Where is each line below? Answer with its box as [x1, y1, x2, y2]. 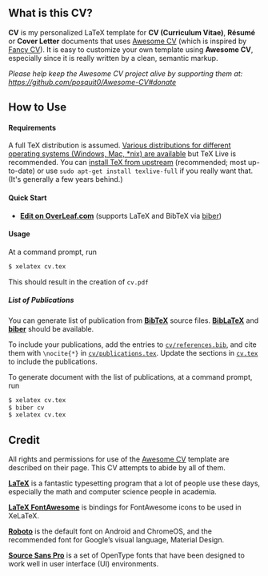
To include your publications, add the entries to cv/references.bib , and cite [8, 340, 258, 349]
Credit [8, 433, 40, 447]
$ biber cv [8, 404, 45, 412]
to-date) [8, 166, 36, 175]
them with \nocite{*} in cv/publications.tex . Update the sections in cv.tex [8, 348, 258, 357]
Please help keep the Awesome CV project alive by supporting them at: [8, 68, 243, 79]
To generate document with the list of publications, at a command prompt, [8, 372, 253, 381]
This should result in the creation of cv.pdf [8, 276, 150, 287]
